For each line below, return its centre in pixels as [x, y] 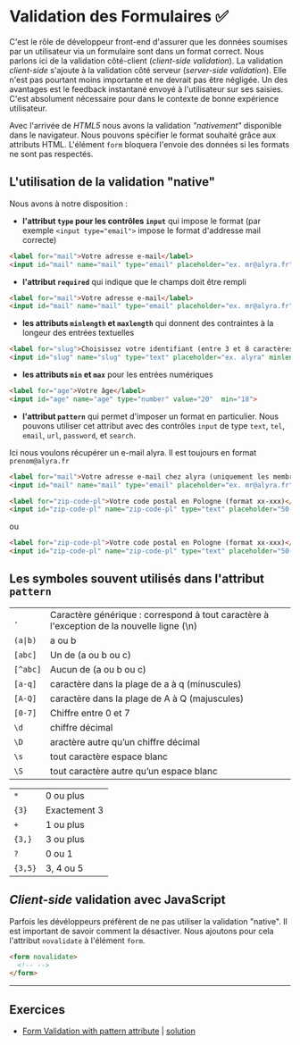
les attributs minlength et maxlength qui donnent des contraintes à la [148, 323]
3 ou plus [65, 839]
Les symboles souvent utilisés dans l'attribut [137, 579]
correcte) [39, 239]
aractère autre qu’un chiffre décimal [125, 741]
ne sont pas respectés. [51, 154]
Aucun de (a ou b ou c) [99, 669]
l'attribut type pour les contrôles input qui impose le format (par [142, 221]
